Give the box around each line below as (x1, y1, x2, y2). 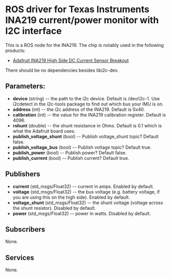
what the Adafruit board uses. (12, 128, 76, 134)
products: (5, 47, 26, 53)
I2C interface (5, 25, 62, 37)
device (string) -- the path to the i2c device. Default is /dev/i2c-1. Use (12, 95, 160, 101)
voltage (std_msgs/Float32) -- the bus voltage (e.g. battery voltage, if (12, 188, 160, 195)
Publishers (5, 170, 40, 179)
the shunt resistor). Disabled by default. (12, 205, 96, 211)
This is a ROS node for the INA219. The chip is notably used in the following (5, 42, 164, 48)
